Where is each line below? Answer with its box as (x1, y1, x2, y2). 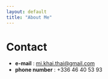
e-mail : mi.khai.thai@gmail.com (14, 60, 95, 67)
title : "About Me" (6, 14, 52, 20)
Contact (6, 40, 47, 54)
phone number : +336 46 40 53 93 (14, 66, 103, 74)
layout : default (6, 8, 47, 15)
